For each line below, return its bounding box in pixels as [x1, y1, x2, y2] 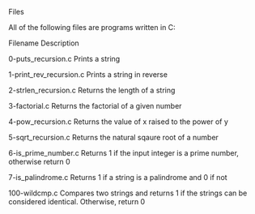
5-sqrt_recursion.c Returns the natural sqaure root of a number [8, 133, 219, 142]
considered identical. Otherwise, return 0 [8, 197, 146, 206]
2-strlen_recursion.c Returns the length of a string [8, 85, 176, 95]
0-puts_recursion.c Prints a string [8, 54, 121, 63]
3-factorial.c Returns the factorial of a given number [8, 101, 182, 110]
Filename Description [8, 38, 79, 48]
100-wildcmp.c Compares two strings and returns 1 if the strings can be [8, 188, 248, 198]
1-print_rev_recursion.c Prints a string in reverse [8, 70, 168, 79]
